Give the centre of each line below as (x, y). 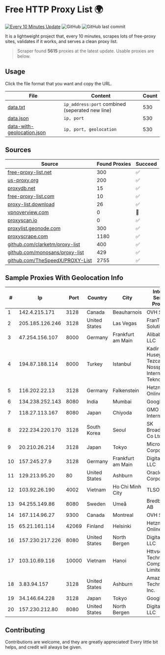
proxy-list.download (31, 204)
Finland (95, 526)
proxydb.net (22, 188)
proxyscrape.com (28, 236)
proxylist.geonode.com (34, 228)
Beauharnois (127, 312)
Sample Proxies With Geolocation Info (64, 277)
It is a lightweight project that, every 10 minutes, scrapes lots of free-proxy (81, 36)
